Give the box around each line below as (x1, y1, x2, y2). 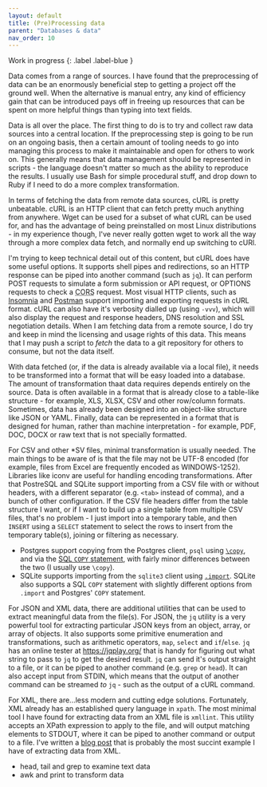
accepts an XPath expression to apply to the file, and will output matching (8, 721, 250, 730)
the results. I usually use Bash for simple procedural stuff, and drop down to (8, 172, 257, 181)
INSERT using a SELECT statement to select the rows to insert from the (8, 522, 234, 532)
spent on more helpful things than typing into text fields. (8, 105, 193, 115)
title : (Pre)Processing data (8, 19, 105, 27)
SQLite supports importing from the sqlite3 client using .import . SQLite (19, 571, 256, 581)
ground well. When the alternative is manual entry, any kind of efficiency (8, 89, 246, 98)
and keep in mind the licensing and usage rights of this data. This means (8, 330, 247, 339)
